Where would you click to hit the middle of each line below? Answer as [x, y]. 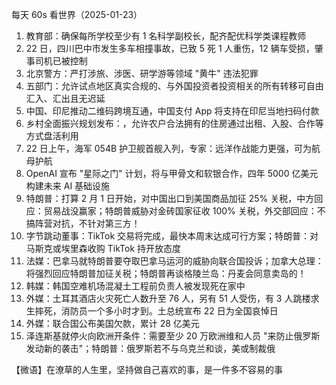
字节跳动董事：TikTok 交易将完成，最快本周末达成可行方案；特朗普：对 [172, 236]
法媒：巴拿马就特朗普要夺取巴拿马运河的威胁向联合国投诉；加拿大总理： [174, 261]
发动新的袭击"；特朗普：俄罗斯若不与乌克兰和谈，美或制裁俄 [150, 348]
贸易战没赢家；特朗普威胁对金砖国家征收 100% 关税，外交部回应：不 [184, 211]
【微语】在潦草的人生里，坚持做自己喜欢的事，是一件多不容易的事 [147, 369]
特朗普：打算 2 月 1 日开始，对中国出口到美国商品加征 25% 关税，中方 [170, 198]
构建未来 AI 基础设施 [68, 186]
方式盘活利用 [52, 136]
